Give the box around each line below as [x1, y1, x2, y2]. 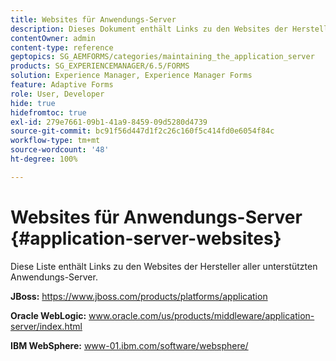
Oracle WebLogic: [10, 309, 87, 321]
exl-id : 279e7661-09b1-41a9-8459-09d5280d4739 [10, 117, 208, 127]
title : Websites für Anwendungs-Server [10, 14, 177, 25]
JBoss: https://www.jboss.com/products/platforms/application [10, 290, 268, 302]
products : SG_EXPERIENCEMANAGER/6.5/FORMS [10, 61, 190, 71]
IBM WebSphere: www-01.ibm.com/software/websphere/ [10, 339, 249, 351]
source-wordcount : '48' [10, 145, 110, 155]
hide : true [10, 98, 56, 108]
